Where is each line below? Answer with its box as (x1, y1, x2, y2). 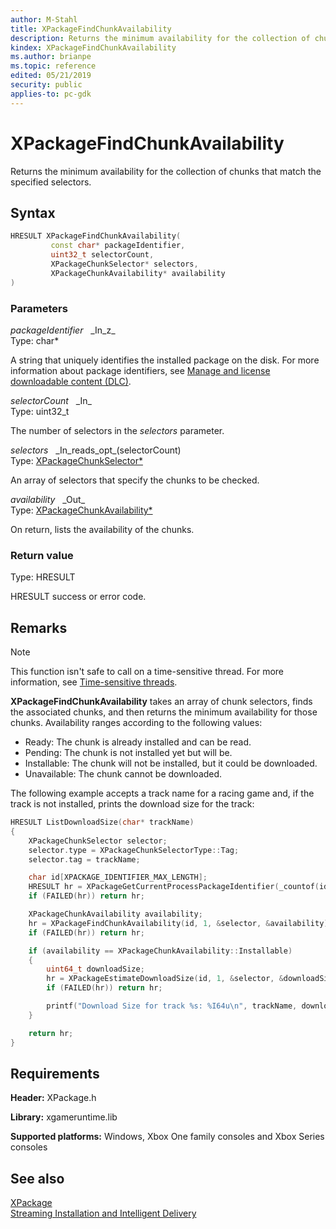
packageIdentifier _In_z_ (10, 324, 116, 336)
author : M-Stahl (10, 14, 78, 25)
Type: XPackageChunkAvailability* (10, 504, 153, 516)
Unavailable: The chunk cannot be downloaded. (24, 768, 223, 780)
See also (10, 1170, 65, 1187)
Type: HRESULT (10, 571, 76, 583)
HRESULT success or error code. (10, 591, 147, 603)
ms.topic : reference (10, 61, 97, 71)
